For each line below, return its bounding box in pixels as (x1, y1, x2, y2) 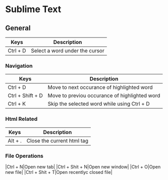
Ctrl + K (8, 100, 26, 107)
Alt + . (8, 137, 22, 144)
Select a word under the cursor (31, 47, 104, 54)
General (5, 24, 31, 32)
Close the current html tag (26, 137, 89, 144)
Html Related (5, 115, 38, 122)
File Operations (5, 152, 44, 159)
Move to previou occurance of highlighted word (47, 92, 160, 99)
